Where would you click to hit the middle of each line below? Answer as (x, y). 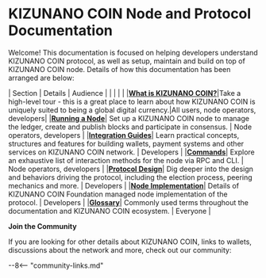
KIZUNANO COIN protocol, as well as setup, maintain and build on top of (127, 61)
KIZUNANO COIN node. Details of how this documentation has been (120, 69)
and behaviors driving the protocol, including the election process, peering (130, 177)
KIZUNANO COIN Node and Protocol (130, 14)
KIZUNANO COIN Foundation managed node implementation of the (118, 194)
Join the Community (42, 226)
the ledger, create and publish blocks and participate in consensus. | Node (130, 127)
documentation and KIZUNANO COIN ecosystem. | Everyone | (110, 211)
